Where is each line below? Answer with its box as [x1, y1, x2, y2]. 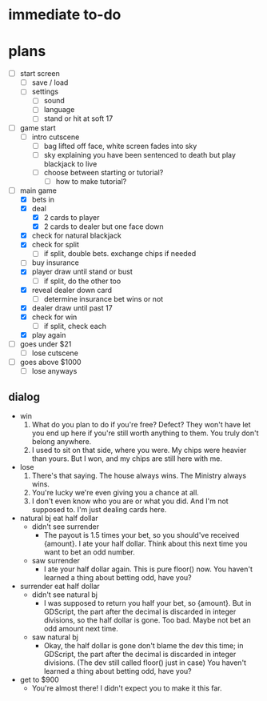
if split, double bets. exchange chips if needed [43, 249, 197, 258]
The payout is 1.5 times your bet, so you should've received [43, 531, 240, 539]
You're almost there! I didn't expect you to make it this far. [31, 683, 222, 693]
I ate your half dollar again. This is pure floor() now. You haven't [43, 564, 253, 574]
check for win [31, 312, 78, 322]
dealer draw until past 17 [31, 302, 114, 313]
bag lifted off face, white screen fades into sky [43, 141, 197, 150]
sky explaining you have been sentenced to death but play [43, 150, 236, 159]
